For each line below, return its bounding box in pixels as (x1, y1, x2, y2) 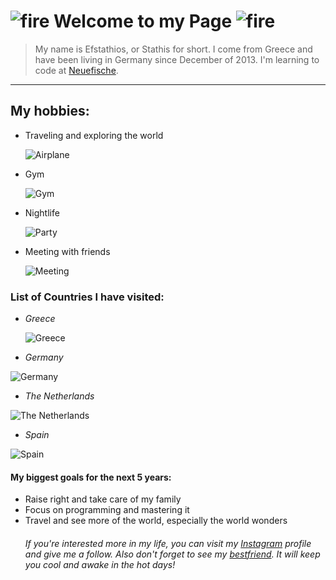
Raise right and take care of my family (24, 493, 182, 505)
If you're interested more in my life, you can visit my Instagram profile (24, 537, 312, 549)
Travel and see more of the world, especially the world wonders (24, 515, 288, 527)
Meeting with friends (24, 245, 111, 257)
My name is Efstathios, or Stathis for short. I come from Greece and (34, 43, 313, 55)
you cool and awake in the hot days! (24, 558, 176, 570)
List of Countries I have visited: (10, 290, 165, 304)
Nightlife (24, 206, 60, 219)
